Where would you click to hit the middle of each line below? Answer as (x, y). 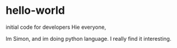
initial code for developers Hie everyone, (56, 27)
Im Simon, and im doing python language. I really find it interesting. (88, 38)
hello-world (36, 10)
